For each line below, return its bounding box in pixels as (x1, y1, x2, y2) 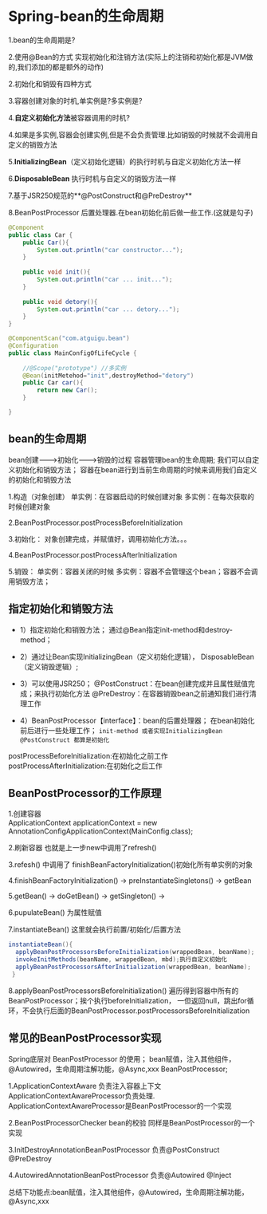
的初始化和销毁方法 (8, 475, 72, 484)
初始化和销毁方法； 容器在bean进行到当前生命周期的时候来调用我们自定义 (14, 464, 257, 475)
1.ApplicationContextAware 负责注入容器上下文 (8, 1081, 162, 1090)
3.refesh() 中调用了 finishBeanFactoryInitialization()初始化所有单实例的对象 (8, 860, 253, 869)
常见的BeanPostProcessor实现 (8, 1031, 162, 1045)
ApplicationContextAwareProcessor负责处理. (8, 1090, 155, 1101)
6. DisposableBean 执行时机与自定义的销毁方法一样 (8, 173, 177, 183)
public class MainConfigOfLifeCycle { (8, 349, 137, 357)
